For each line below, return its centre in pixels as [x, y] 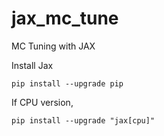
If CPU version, [42, 102]
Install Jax [32, 65]
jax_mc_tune [65, 18]
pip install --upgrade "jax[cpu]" [83, 120]
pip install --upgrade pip [67, 83]
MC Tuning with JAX [53, 46]
